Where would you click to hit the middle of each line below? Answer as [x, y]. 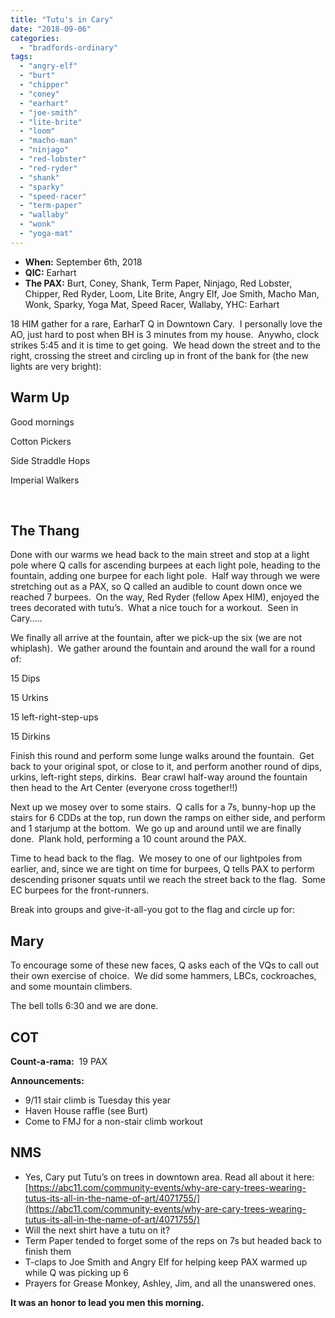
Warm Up [40, 397]
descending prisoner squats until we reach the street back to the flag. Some [168, 880]
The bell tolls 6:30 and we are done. [84, 1006]
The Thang [45, 530]
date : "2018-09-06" [51, 29]
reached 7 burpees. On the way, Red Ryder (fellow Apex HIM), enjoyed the [165, 597]
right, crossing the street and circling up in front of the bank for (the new [159, 355]
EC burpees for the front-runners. [80, 890]
